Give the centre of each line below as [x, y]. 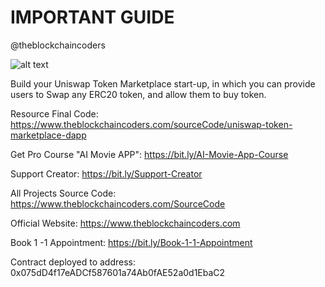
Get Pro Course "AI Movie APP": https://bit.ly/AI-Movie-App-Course [149, 154]
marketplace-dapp [48, 135]
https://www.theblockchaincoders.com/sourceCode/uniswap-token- [151, 124]
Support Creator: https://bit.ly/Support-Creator [106, 173]
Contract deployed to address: [73, 262]
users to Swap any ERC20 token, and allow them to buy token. [138, 94]
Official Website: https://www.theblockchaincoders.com [125, 223]
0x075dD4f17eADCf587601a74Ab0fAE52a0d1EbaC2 [118, 272]
